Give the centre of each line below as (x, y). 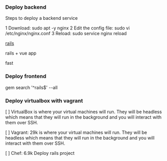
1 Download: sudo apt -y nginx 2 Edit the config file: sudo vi (68, 28)
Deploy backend (26, 7)
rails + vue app (21, 53)
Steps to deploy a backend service (42, 18)
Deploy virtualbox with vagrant (44, 100)
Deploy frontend (26, 76)
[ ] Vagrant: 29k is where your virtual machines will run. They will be (76, 132)
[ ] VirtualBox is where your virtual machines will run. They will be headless (84, 112)
